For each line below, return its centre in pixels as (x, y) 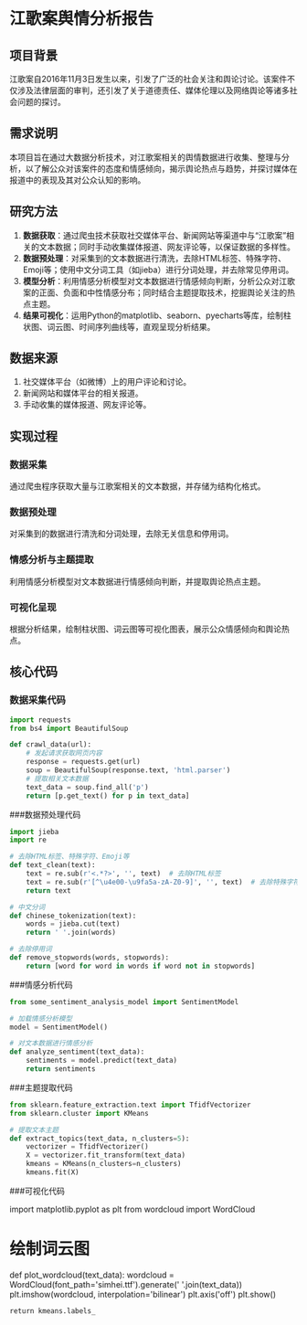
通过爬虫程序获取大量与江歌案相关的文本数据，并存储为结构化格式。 (138, 486)
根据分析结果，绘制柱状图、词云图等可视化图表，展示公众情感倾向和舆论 (145, 629)
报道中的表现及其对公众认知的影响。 (78, 180)
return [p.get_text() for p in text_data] (108, 796)
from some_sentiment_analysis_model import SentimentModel (124, 1002)
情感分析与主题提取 (52, 560)
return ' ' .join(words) (71, 933)
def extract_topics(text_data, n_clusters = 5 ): (100, 1139)
